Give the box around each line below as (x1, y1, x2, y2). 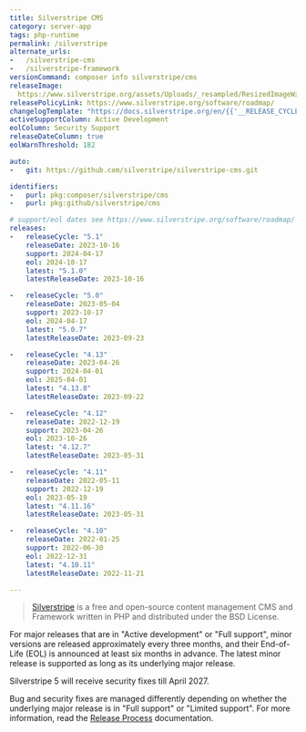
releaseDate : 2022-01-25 (25, 535, 120, 544)
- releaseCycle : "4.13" (9, 350, 107, 359)
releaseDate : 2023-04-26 (25, 358, 120, 367)
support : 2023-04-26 (25, 426, 104, 435)
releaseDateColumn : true (9, 132, 104, 141)
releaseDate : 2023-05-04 (25, 300, 120, 309)
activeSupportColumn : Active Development (9, 115, 169, 124)
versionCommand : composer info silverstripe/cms (9, 73, 198, 82)
